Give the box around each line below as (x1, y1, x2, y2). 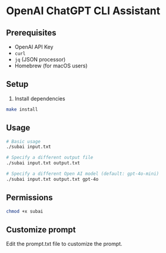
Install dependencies (14, 95, 66, 102)
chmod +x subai (6, 208, 44, 214)
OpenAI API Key (14, 43, 54, 50)
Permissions (6, 193, 53, 203)
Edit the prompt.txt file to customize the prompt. (6, 241, 122, 248)
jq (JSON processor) (14, 56, 66, 63)
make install (6, 106, 38, 112)
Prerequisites (6, 28, 57, 38)
